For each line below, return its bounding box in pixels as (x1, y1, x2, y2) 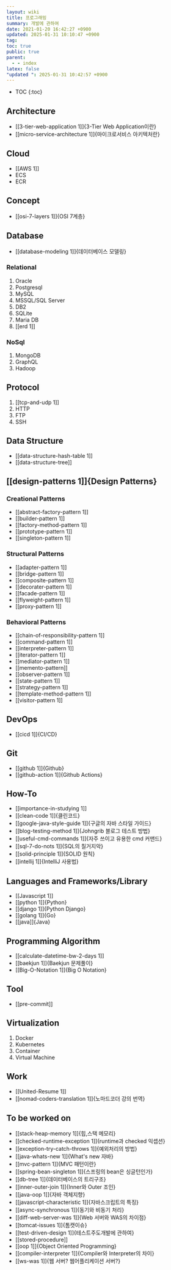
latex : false (6, 65, 40, 72)
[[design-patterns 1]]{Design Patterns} (6, 476, 158, 486)
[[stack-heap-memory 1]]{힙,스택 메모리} (15, 1130, 116, 1137)
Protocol (6, 383, 40, 393)
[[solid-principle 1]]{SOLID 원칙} (15, 850, 95, 857)
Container (15, 1047, 41, 1054)
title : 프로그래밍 (6, 15, 47, 21)
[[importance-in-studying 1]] (15, 805, 87, 812)
